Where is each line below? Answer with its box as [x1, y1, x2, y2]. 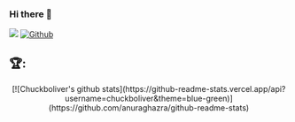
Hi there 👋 [9, 8, 53, 20]
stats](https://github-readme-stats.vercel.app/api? [101, 84, 286, 95]
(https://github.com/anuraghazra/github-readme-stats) [48, 103, 250, 113]
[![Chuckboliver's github [12, 84, 100, 95]
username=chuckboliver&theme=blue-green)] [65, 93, 233, 104]
